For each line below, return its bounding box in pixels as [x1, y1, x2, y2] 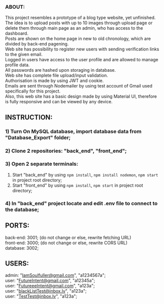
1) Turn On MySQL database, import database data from [5, 128, 142, 134]
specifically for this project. [5, 88, 61, 94]
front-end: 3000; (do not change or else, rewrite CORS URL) [5, 240, 127, 246]
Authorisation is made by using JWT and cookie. [5, 78, 104, 84]
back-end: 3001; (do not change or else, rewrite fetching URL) [5, 234, 132, 240]
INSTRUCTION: [5, 113, 53, 122]
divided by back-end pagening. [5, 41, 69, 47]
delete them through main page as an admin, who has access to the [5, 25, 143, 31]
